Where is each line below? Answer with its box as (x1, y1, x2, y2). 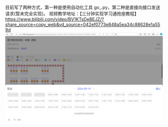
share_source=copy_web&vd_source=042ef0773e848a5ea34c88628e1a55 (5, 21, 160, 27)
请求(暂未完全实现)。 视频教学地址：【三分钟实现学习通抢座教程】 (5, 10, 139, 16)
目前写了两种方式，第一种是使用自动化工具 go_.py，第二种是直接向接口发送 (5, 4, 160, 10)
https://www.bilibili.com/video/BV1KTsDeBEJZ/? (5, 16, 104, 22)
